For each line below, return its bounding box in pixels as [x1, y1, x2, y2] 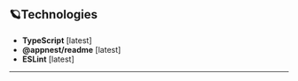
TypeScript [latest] [21, 34, 92, 46]
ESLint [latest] [21, 54, 75, 64]
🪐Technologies [9, 7, 98, 22]
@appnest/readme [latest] [21, 44, 122, 55]
